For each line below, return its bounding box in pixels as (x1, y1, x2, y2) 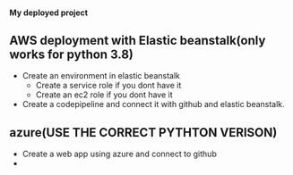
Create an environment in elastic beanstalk (22, 71, 181, 81)
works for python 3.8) (9, 46, 134, 62)
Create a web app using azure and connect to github (22, 148, 217, 160)
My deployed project (9, 7, 88, 18)
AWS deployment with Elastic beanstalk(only (9, 32, 266, 48)
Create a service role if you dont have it (35, 80, 182, 91)
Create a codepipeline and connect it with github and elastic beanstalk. (22, 99, 285, 110)
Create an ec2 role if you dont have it (35, 89, 173, 100)
